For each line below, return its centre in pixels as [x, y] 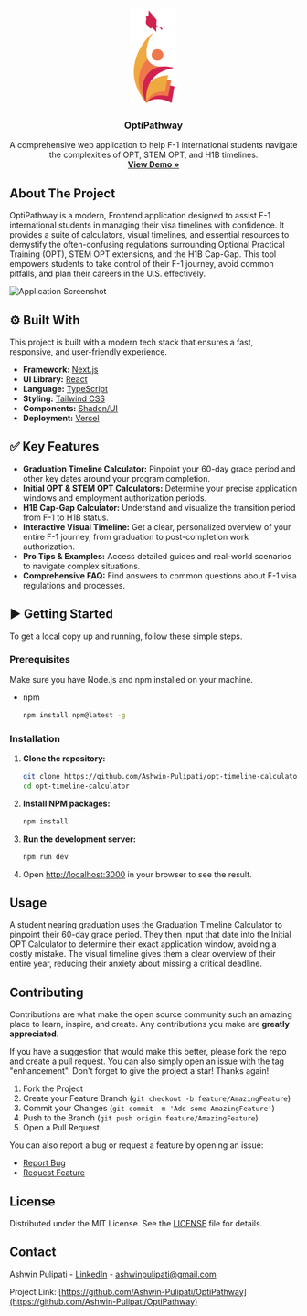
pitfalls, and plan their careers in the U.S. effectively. [108, 274]
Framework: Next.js [60, 369]
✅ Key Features [54, 446]
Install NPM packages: [66, 803]
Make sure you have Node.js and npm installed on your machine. [132, 679]
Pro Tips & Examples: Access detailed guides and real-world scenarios [157, 556]
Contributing [47, 992]
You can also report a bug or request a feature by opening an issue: [137, 1145]
